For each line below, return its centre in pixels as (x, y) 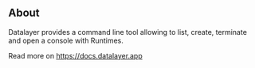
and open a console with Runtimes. (66, 40)
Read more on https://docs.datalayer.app (75, 55)
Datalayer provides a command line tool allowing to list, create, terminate (127, 32)
